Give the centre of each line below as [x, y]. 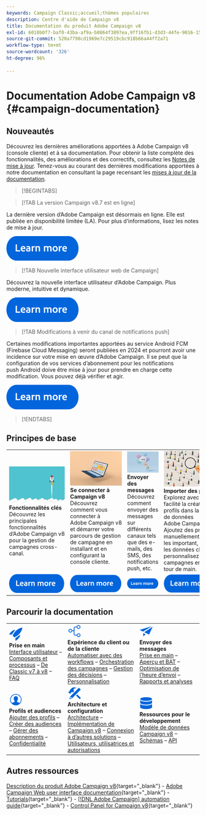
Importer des [181, 491]
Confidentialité [27, 744]
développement [160, 721]
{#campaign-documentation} [83, 109]
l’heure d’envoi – [160, 675]
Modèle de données [165, 727]
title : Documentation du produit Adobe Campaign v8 [74, 26]
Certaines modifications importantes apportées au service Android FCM [97, 343]
